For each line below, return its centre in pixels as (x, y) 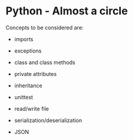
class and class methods (45, 62)
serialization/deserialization (48, 120)
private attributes (36, 74)
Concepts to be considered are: (45, 28)
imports (24, 39)
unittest (24, 97)
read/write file (31, 108)
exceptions (28, 51)
